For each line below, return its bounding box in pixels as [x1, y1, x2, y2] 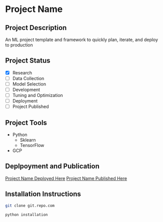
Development [12, 86, 40, 92]
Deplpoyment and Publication [5, 162, 100, 170]
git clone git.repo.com [5, 203, 55, 208]
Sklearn [19, 137, 36, 143]
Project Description [5, 23, 67, 32]
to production [5, 42, 33, 48]
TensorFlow [19, 142, 44, 148]
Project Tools [5, 118, 47, 127]
